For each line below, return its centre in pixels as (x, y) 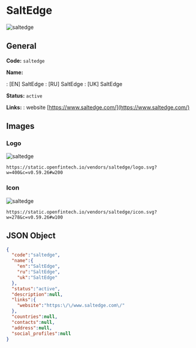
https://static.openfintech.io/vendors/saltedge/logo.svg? (82, 167)
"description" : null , (37, 294)
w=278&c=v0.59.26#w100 (35, 217)
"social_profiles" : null (41, 334)
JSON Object (31, 236)
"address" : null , (32, 328)
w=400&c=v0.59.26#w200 (35, 173)
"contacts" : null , (33, 322)
